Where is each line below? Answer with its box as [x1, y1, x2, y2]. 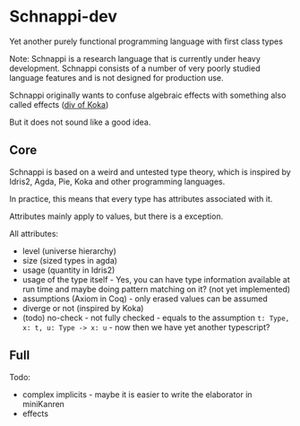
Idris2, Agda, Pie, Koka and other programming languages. [9, 176, 226, 187]
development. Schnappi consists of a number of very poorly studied [9, 63, 261, 74]
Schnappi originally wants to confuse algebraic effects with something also [9, 90, 287, 100]
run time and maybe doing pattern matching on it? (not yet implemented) [21, 283, 291, 294]
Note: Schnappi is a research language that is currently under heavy [9, 53, 261, 64]
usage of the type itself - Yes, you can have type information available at [21, 274, 291, 284]
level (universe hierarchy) [21, 245, 116, 256]
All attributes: [9, 228, 59, 239]
